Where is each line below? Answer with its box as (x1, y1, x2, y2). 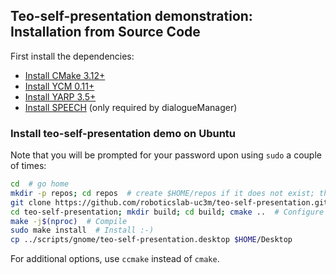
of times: (10, 160, 47, 172)
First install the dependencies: (10, 50, 135, 62)
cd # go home (10, 179, 70, 189)
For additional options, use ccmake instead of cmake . (10, 253, 220, 265)
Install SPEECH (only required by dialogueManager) (24, 101, 238, 113)
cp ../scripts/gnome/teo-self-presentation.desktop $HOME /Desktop (10, 235, 293, 245)
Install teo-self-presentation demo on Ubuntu (10, 126, 236, 140)
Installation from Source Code (10, 24, 201, 41)
